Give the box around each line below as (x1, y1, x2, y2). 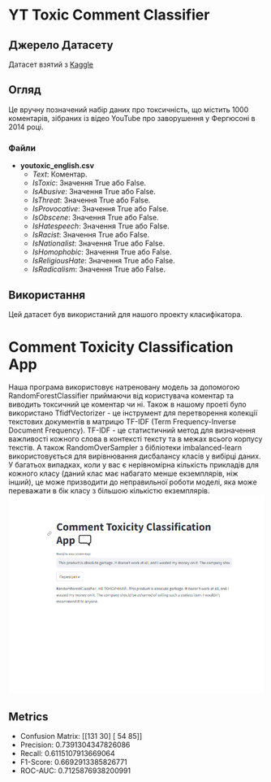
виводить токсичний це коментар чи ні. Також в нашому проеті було (8, 399, 247, 409)
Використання (8, 288, 86, 302)
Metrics (8, 710, 49, 723)
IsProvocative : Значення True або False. (32, 204, 169, 214)
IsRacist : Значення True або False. (32, 230, 150, 240)
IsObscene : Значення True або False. (32, 213, 160, 223)
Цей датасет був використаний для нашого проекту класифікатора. (8, 309, 243, 319)
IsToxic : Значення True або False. (32, 178, 147, 188)
